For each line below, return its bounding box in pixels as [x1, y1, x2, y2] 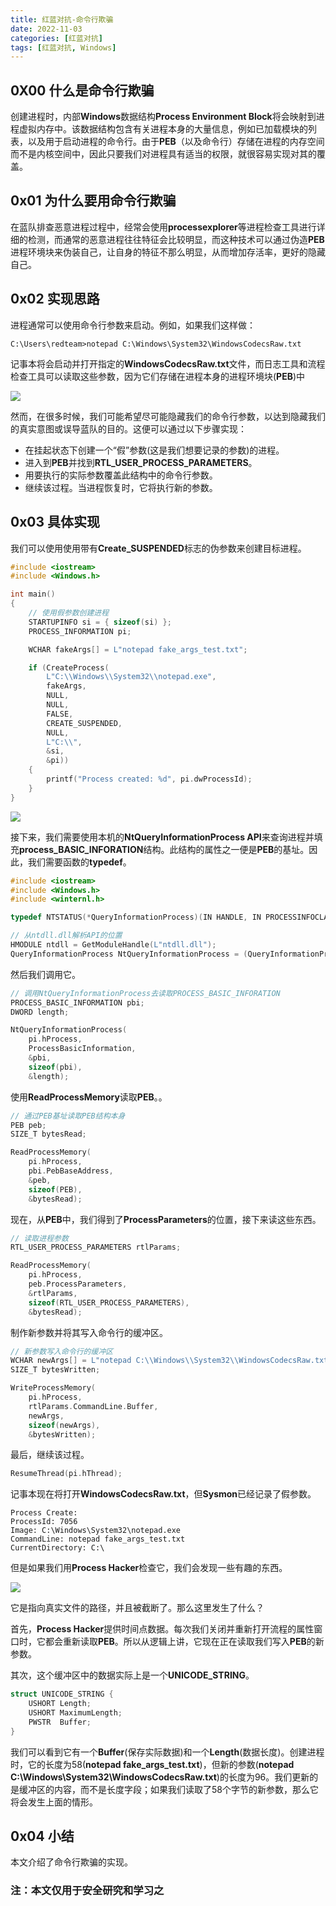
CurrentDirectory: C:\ [10, 1543, 105, 1553]
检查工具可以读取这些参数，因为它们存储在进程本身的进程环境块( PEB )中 [10, 370, 306, 382]
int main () [10, 589, 56, 600]
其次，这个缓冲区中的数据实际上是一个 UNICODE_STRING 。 [10, 1669, 255, 1681]
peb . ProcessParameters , [28, 1279, 128, 1289]
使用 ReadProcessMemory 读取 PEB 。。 [10, 1091, 168, 1103]
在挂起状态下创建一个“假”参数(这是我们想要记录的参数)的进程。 [24, 444, 285, 456]
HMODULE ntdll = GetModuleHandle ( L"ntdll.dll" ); [10, 940, 217, 950]
